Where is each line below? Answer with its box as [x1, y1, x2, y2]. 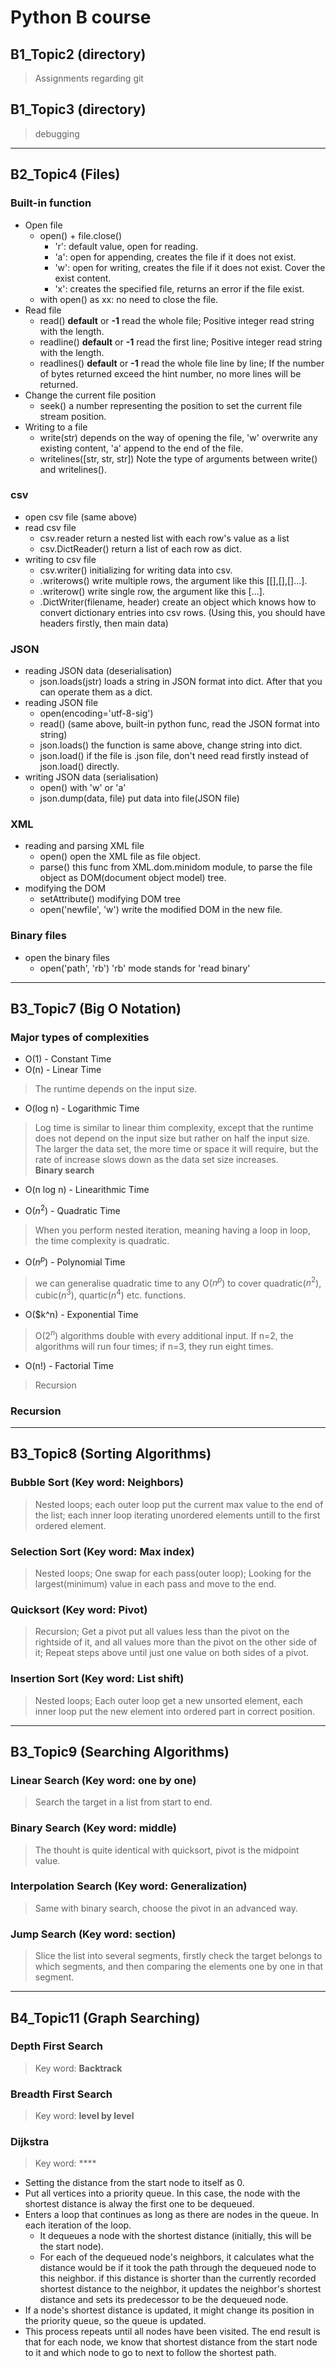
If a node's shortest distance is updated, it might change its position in [24, 2304, 315, 2316]
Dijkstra [10, 2135, 50, 2149]
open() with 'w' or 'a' [39, 782, 127, 794]
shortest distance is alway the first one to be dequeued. [24, 2198, 255, 2210]
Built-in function [10, 196, 92, 210]
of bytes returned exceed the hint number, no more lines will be [39, 367, 302, 380]
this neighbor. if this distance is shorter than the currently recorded [39, 2272, 317, 2285]
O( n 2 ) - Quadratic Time [24, 1203, 121, 1217]
